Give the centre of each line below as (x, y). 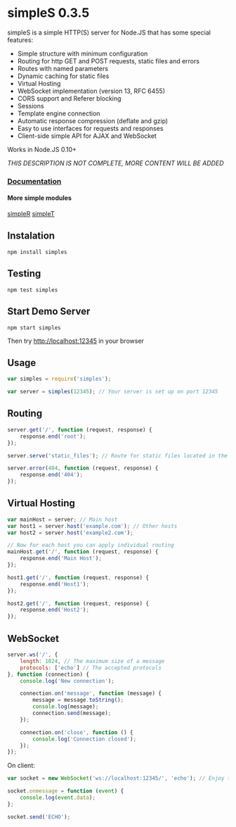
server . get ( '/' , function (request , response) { (80, 430)
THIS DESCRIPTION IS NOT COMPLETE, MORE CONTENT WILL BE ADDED (116, 163)
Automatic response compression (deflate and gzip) (93, 120)
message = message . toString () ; (78, 700)
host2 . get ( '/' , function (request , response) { (78, 603)
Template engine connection (59, 113)
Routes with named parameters (63, 68)
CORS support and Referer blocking (69, 98)
